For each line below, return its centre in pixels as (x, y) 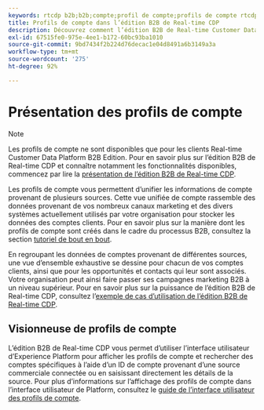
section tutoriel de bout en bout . (60, 239)
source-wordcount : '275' (49, 60)
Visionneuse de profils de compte (92, 329)
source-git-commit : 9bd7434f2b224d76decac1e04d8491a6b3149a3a (112, 45)
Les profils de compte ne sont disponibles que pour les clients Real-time (125, 149)
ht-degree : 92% (33, 67)
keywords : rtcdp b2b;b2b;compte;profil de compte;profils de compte (123, 15)
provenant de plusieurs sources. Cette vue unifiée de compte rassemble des (132, 198)
